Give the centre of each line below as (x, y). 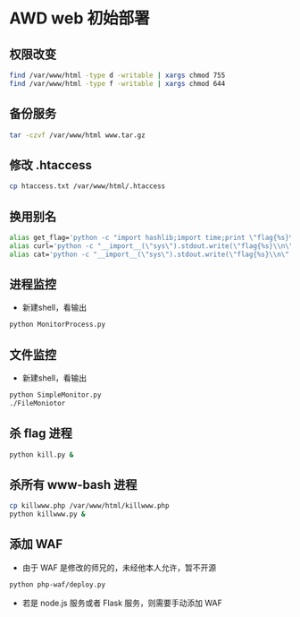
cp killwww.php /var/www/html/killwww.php (89, 506)
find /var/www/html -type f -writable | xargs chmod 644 (117, 83)
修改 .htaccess (50, 165)
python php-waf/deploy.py (57, 584)
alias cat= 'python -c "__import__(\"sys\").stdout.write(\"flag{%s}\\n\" (150, 254)
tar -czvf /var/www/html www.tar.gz (77, 135)
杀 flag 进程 (41, 434)
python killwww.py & (48, 514)
